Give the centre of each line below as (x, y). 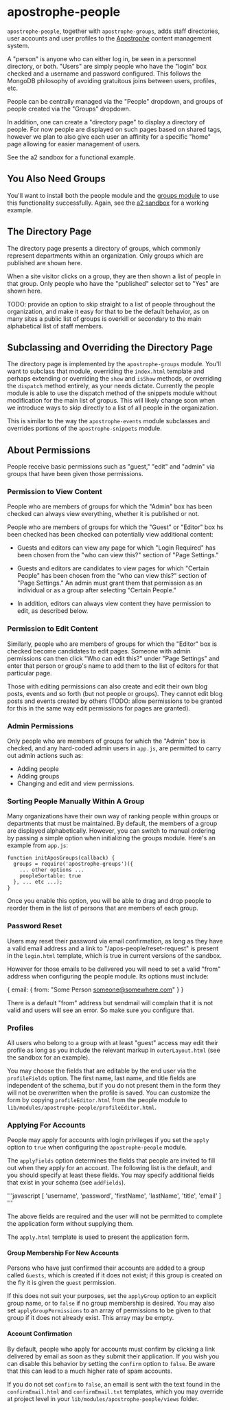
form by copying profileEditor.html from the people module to (97, 1099)
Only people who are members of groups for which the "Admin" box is (106, 741)
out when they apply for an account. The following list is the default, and (110, 1168)
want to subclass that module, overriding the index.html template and (106, 371)
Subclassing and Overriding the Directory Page (110, 347)
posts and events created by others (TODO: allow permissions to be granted (115, 701)
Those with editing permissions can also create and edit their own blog (107, 686)
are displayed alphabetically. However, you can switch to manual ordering (111, 831)
